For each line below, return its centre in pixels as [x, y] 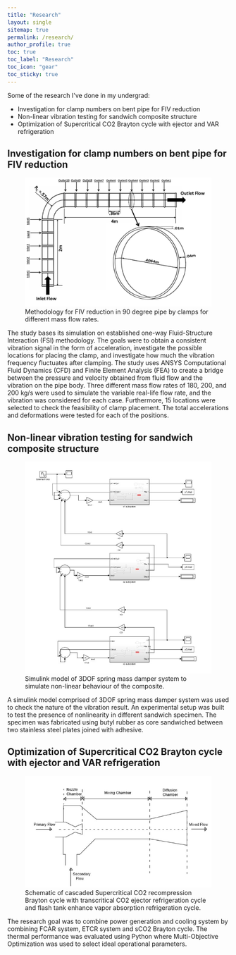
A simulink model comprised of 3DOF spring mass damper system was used [118, 700]
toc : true [22, 52]
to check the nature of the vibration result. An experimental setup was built [116, 707]
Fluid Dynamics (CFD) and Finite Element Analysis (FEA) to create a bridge [116, 371]
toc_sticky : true [33, 74]
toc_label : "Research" [41, 60]
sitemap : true [28, 30]
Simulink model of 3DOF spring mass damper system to [106, 678]
